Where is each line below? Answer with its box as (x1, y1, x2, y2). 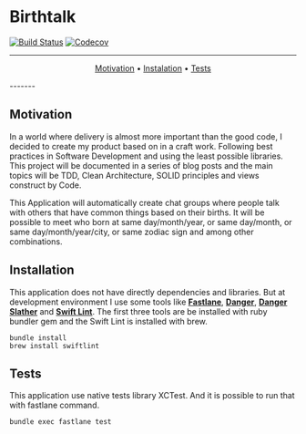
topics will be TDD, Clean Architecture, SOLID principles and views (9, 170, 260, 181)
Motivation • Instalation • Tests (95, 62, 211, 74)
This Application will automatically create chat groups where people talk (9, 197, 280, 208)
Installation (9, 263, 75, 278)
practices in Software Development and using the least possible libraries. (9, 150, 284, 161)
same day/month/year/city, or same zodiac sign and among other (9, 226, 254, 237)
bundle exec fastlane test (9, 418, 112, 427)
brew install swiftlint (9, 341, 100, 350)
